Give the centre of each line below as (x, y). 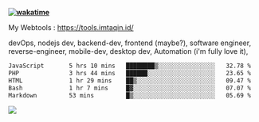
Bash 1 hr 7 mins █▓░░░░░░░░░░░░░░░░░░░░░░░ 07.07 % (129, 88)
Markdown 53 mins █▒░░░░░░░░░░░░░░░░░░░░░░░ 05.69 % (129, 95)
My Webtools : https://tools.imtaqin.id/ (71, 27)
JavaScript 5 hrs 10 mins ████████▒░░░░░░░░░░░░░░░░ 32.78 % (129, 66)
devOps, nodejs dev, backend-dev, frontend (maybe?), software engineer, (130, 43)
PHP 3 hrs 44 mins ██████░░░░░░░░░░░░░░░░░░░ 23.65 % (129, 73)
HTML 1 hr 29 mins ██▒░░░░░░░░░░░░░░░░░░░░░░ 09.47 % (129, 80)
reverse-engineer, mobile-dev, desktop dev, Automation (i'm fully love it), (128, 51)
